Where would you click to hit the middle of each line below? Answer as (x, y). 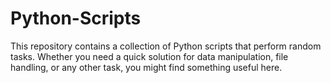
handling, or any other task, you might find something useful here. (146, 67)
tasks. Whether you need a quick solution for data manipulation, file (149, 56)
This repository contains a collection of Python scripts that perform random (166, 46)
